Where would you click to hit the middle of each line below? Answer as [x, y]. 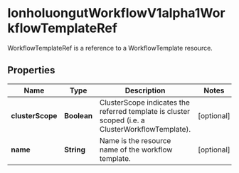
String [75, 150]
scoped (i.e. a [122, 120]
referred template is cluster [145, 111]
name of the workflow [136, 150]
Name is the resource [135, 140]
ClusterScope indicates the [145, 103]
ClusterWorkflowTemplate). [145, 129]
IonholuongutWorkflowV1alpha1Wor [116, 13]
